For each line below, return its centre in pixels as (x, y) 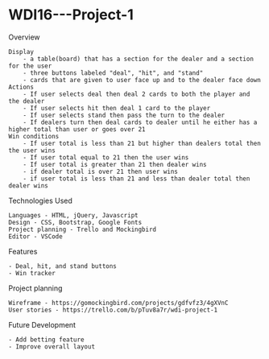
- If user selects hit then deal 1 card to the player (117, 108)
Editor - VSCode (35, 236)
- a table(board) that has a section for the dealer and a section (138, 59)
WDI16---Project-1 (71, 15)
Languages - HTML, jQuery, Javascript (73, 215)
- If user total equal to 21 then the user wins (106, 157)
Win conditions (34, 136)
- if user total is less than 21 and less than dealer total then (137, 179)
